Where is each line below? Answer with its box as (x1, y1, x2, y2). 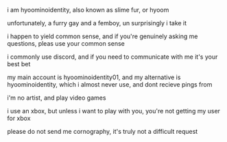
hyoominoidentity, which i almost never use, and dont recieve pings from (7, 81, 213, 88)
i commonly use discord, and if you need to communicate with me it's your (7, 53, 218, 61)
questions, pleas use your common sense (7, 40, 125, 47)
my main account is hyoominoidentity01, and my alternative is (7, 73, 181, 81)
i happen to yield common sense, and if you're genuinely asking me (7, 32, 198, 40)
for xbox (7, 114, 31, 122)
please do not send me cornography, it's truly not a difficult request (7, 128, 198, 135)
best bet (7, 60, 31, 68)
